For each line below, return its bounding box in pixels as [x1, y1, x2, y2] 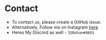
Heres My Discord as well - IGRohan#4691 [11, 29, 94, 35]
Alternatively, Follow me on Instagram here [11, 24, 99, 30]
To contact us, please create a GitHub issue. [11, 19, 102, 25]
